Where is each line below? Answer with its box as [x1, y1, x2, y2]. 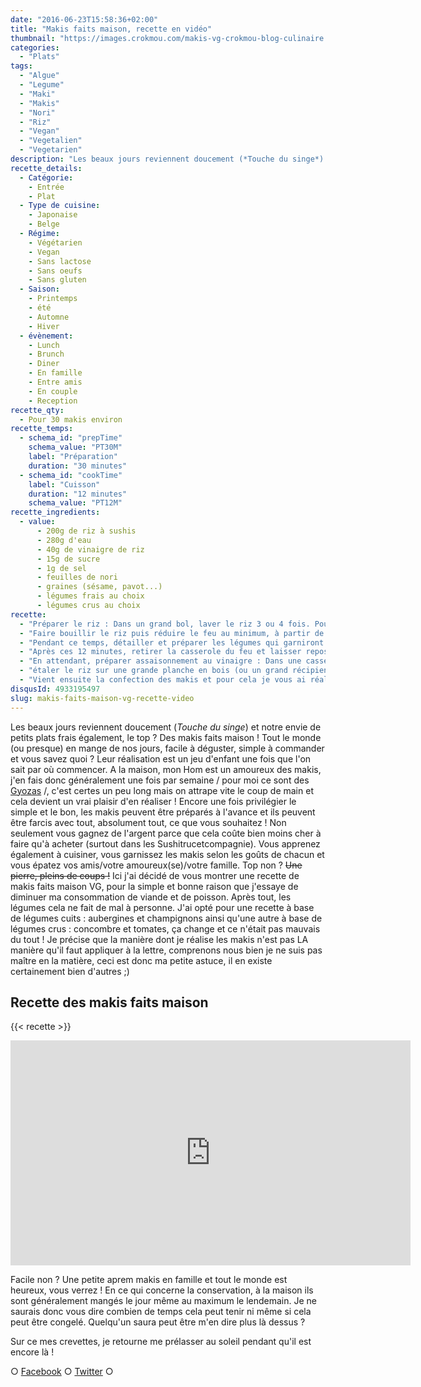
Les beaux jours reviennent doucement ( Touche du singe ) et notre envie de [10, 721, 322, 733]
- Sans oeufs [28, 266, 83, 276]
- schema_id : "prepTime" [19, 433, 123, 443]
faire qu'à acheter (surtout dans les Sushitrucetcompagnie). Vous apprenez [10, 837, 321, 850]
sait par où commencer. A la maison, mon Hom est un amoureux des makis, [10, 763, 322, 775]
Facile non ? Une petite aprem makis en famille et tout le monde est [10, 1274, 288, 1286]
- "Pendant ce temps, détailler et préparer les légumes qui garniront [19, 637, 325, 648]
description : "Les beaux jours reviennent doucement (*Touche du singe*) [10, 154, 325, 164]
